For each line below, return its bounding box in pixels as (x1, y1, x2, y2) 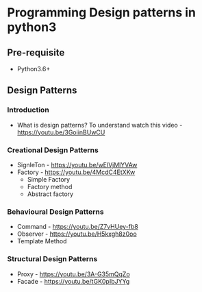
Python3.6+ (16, 65, 51, 73)
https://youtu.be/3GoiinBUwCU (16, 128, 105, 136)
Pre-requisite (7, 47, 65, 58)
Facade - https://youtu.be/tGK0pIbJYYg (16, 277, 130, 285)
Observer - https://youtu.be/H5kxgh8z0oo (16, 230, 137, 238)
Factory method (27, 182, 73, 191)
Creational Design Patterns (7, 145, 99, 155)
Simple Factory (27, 175, 71, 183)
